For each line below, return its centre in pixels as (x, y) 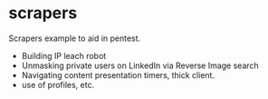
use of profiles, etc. (58, 84)
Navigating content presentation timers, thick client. (118, 74)
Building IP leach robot (64, 55)
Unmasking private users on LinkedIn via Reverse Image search (140, 65)
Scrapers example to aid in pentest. (75, 38)
